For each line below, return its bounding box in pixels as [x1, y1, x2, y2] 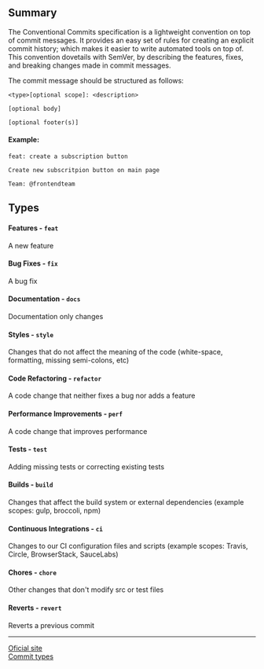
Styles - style [8, 329, 54, 339]
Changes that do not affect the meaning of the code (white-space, [8, 347, 223, 357]
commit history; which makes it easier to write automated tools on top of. [8, 43, 244, 53]
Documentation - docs [8, 294, 81, 303]
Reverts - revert [8, 603, 62, 612]
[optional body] [8, 105, 61, 112]
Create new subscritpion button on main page [8, 167, 159, 175]
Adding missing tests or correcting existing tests [8, 461, 165, 471]
